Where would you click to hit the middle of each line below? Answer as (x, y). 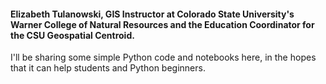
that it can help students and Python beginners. (108, 68)
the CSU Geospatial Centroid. (72, 35)
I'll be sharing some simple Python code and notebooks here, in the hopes (163, 57)
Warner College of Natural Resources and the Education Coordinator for (162, 24)
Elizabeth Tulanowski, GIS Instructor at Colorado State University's (152, 14)
